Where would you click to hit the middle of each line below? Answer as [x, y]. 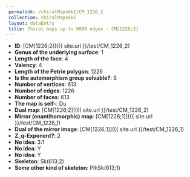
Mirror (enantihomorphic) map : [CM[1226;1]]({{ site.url [83, 117]
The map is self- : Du [40, 104]
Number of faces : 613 [42, 97]
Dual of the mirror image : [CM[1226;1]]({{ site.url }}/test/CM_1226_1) [99, 129]
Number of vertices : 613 [45, 85]
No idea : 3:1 [29, 142]
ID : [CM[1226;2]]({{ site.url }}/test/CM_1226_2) [72, 46]
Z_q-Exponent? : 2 [38, 136]
